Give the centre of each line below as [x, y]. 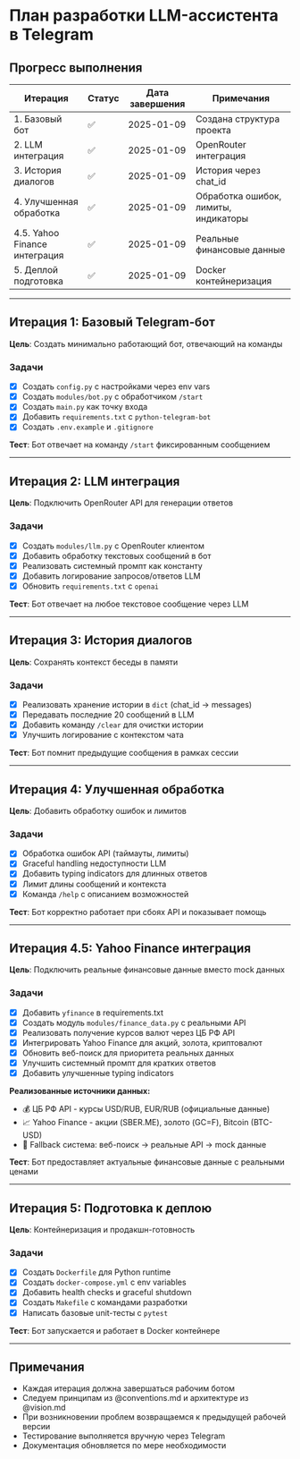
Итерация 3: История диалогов [101, 640]
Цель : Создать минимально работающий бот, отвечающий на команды [146, 344]
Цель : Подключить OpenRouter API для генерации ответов [121, 503]
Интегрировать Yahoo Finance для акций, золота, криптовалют [142, 1042]
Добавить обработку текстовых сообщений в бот [117, 556]
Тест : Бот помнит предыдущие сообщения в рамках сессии [124, 753]
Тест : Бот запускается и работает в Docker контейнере [115, 1330]
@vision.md [44, 1408]
